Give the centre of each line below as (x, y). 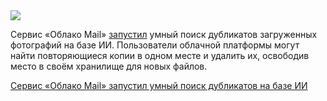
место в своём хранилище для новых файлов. (109, 66)
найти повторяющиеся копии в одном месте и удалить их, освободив (160, 55)
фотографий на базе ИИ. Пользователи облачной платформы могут (155, 45)
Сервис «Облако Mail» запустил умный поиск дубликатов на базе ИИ (159, 85)
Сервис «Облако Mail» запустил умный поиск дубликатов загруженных (164, 34)
